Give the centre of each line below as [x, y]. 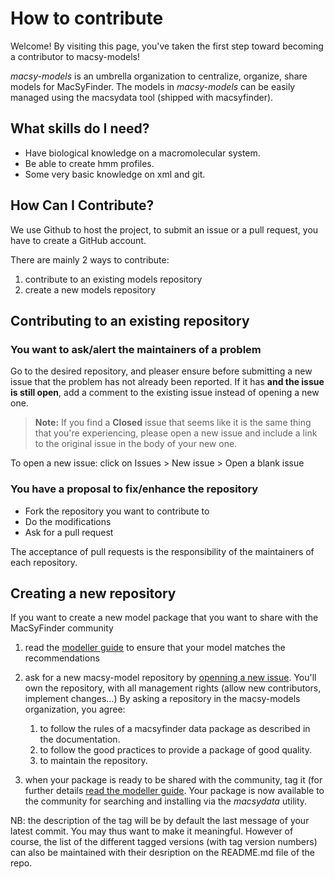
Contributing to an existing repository [130, 320]
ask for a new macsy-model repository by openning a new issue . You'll [170, 678]
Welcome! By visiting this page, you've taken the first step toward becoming [167, 46]
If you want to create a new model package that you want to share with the [164, 618]
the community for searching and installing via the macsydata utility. [166, 801]
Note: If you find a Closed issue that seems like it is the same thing [173, 423]
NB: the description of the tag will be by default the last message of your [160, 821]
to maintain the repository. [93, 761]
